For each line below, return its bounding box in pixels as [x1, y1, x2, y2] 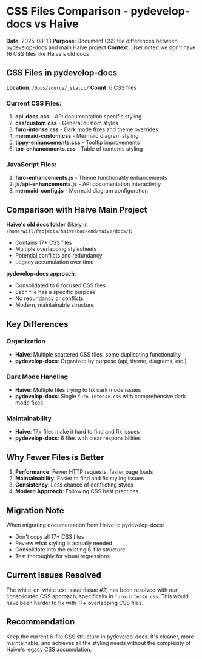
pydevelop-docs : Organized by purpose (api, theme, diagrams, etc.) [15, 357, 187, 364]
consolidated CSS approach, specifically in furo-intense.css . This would [6, 592, 189, 599]
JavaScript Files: [6, 160, 57, 168]
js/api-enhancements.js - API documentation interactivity [15, 180, 161, 188]
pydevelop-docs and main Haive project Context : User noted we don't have [6, 44, 196, 51]
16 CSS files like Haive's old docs [6, 50, 89, 57]
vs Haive [34, 17, 79, 31]
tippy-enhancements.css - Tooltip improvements [15, 138, 140, 146]
